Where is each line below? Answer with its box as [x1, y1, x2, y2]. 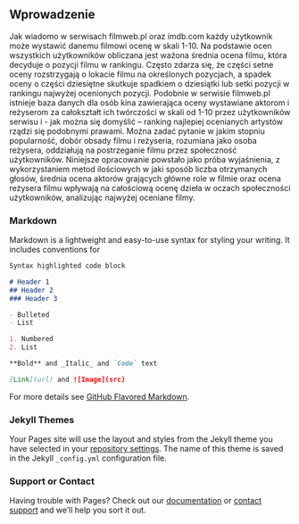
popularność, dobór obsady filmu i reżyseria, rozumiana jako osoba [9, 135, 257, 146]
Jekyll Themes [9, 413, 75, 426]
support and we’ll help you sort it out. [9, 504, 146, 516]
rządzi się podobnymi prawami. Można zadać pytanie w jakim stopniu [9, 125, 265, 137]
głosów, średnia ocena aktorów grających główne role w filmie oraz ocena [9, 173, 281, 184]
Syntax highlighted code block [9, 262, 126, 270]
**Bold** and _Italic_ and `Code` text [9, 359, 158, 369]
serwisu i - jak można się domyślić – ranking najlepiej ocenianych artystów [9, 116, 284, 127]
